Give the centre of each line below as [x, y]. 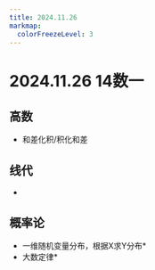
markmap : [25, 26]
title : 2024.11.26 [43, 17]
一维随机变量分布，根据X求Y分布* [84, 245]
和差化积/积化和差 [55, 140]
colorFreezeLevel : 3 [55, 34]
